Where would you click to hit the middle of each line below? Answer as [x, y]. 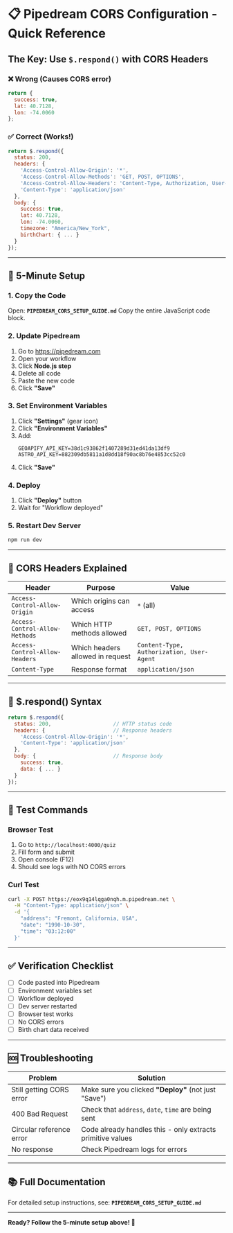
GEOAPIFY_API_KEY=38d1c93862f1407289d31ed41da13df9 [94, 448]
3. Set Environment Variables [58, 405]
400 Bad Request [40, 1114]
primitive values [107, 1138]
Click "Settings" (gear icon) [58, 421]
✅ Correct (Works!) [41, 137]
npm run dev [25, 540]
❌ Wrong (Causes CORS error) [60, 79]
